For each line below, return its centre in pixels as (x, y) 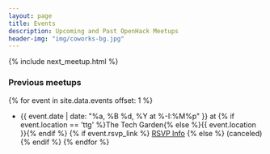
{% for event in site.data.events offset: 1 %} (81, 100)
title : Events (32, 24)
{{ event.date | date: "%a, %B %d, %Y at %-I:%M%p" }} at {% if (127, 116)
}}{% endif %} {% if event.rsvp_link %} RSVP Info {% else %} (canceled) (141, 133)
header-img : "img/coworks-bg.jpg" (67, 38)
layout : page (30, 16)
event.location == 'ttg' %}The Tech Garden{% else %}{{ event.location (138, 124)
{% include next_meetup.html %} (63, 62)
